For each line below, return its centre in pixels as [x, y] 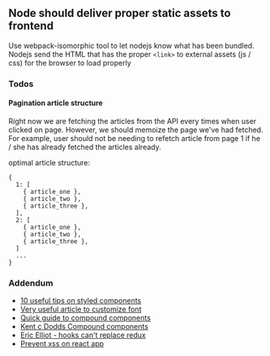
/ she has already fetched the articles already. [85, 147]
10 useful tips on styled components [81, 301]
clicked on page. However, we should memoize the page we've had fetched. [136, 130]
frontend [31, 26]
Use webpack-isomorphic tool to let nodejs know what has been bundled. [131, 45]
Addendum [31, 283]
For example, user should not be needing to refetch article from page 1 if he [135, 138]
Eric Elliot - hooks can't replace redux [83, 335]
